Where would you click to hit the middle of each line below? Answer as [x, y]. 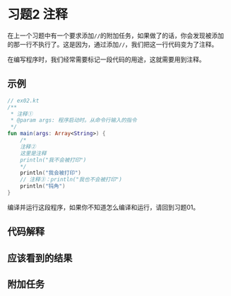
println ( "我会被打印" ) [51, 173]
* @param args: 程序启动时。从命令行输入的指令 [73, 120]
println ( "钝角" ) [43, 186]
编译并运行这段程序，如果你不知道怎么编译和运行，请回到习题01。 [103, 207]
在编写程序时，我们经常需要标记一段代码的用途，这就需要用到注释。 [106, 59]
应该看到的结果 [40, 258]
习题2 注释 [38, 15]
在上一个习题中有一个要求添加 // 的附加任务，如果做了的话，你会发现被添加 [116, 35]
